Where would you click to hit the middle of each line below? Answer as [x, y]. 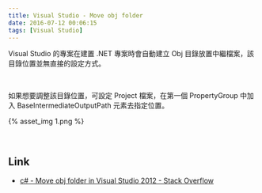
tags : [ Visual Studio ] [46, 30]
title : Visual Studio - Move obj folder [76, 15]
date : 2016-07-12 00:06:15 [53, 23]
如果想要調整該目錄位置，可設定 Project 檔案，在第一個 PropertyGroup [123, 96]
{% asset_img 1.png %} [46, 121]
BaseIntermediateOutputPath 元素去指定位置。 [93, 106]
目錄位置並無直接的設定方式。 [57, 63]
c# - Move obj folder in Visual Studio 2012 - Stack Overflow [117, 181]
